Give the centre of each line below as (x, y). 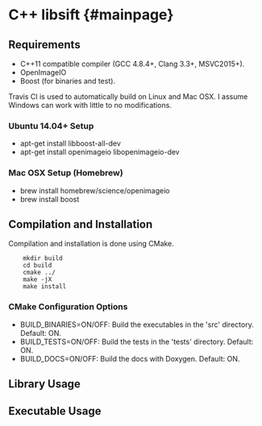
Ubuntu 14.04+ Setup (51, 126)
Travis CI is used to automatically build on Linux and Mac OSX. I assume (128, 97)
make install (45, 287)
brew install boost (50, 199)
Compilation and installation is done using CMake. (91, 244)
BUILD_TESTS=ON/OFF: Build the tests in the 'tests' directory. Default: (137, 341)
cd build (37, 266)
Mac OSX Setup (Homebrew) (66, 173)
